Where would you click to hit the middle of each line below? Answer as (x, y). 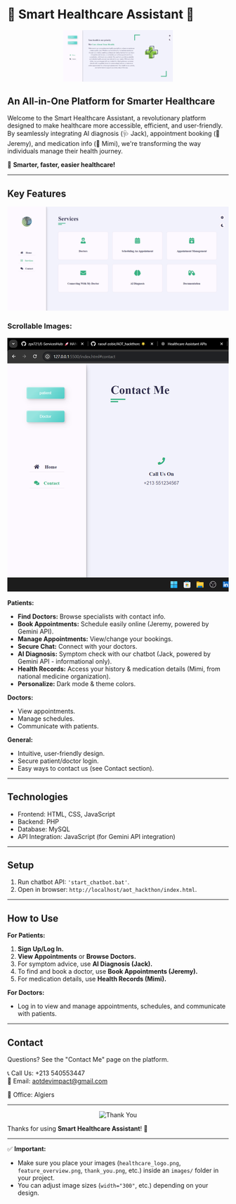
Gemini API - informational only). (65, 661)
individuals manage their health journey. (65, 151)
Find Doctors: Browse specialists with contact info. (92, 616)
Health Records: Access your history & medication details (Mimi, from (119, 669)
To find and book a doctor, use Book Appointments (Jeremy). (107, 972)
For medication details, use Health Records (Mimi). (92, 979)
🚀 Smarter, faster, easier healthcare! (61, 165)
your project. (36, 1178)
